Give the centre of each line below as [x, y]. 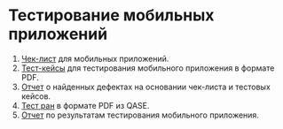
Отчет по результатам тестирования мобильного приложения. [140, 115]
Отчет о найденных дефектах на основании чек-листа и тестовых [146, 87]
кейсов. [35, 96]
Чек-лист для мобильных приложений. [95, 58]
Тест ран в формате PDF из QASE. [85, 105]
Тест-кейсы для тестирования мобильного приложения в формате [148, 68]
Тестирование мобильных [111, 15]
